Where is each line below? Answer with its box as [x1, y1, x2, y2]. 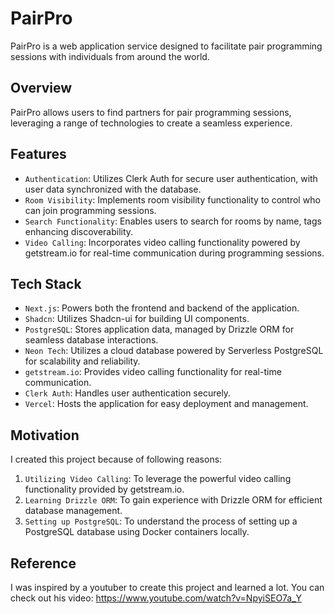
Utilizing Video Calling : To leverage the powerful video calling [24, 473, 292, 485]
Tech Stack [10, 275, 82, 292]
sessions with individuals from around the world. [10, 50, 210, 62]
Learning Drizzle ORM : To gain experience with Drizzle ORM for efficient [24, 494, 323, 506]
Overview [10, 80, 73, 97]
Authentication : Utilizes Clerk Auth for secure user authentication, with [24, 172, 318, 184]
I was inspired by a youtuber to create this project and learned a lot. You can [10, 582, 325, 593]
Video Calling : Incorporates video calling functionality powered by [24, 236, 301, 248]
